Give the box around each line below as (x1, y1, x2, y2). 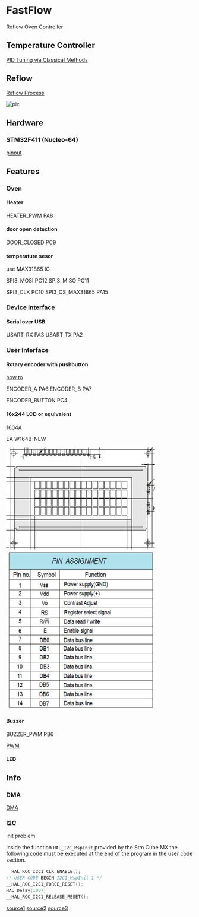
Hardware (6, 118, 43, 128)
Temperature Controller (6, 40, 96, 50)
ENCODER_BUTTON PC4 (6, 397, 68, 404)
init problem (6, 832, 36, 840)
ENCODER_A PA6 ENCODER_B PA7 (6, 385, 92, 392)
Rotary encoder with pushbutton (6, 360, 89, 368)
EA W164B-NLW (6, 435, 46, 442)
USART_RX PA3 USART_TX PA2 (6, 331, 83, 338)
